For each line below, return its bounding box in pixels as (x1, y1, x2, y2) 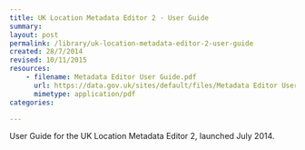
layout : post (9, 30, 59, 39)
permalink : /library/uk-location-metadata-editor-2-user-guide (9, 38, 254, 48)
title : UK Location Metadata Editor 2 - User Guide (9, 13, 209, 23)
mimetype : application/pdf (33, 89, 136, 98)
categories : (9, 97, 54, 107)
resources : (9, 65, 51, 74)
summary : (9, 22, 43, 31)
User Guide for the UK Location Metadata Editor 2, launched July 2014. (9, 131, 275, 142)
